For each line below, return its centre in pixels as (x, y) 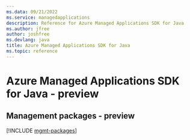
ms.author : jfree (28, 29)
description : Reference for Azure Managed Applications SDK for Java (95, 23)
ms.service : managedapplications (48, 17)
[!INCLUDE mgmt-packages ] (41, 130)
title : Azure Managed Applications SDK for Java (68, 46)
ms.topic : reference (32, 51)
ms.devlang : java (28, 40)
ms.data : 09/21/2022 (32, 12)
